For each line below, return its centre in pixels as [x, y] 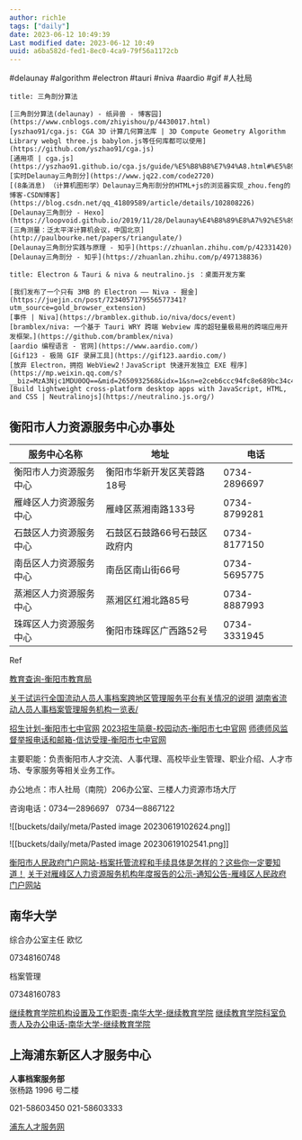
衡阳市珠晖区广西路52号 [157, 630]
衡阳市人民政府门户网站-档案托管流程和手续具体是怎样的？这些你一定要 [141, 862]
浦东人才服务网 [37, 1126]
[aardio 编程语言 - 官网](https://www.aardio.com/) [104, 347]
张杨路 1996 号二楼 [44, 1090]
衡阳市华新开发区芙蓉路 [155, 471]
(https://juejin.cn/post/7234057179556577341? [98, 300]
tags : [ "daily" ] [40, 26]
